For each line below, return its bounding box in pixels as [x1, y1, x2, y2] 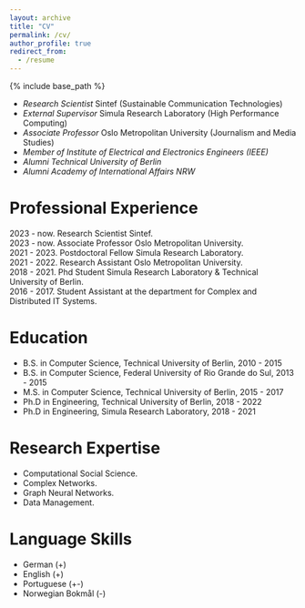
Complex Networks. [22, 477, 97, 488]
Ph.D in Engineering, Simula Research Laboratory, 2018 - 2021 [22, 406, 257, 417]
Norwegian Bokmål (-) [22, 588, 107, 599]
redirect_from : [9, 47, 67, 56]
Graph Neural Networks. [22, 487, 115, 498]
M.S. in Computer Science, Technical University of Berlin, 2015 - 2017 [22, 386, 284, 397]
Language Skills [9, 529, 132, 549]
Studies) [22, 137, 55, 147]
